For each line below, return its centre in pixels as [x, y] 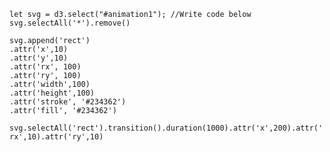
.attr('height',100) [52, 93]
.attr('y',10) [39, 58]
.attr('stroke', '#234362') [68, 102]
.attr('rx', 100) [45, 67]
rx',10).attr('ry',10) [56, 137]
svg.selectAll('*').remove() [70, 23]
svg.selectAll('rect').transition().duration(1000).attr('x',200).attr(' [166, 128]
